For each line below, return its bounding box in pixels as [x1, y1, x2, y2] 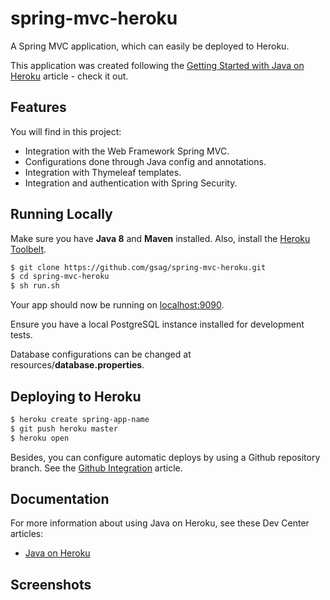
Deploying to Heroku [10, 388, 142, 405]
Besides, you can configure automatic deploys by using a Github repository [10, 451, 321, 463]
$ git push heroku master [10, 423, 118, 434]
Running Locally [10, 206, 113, 223]
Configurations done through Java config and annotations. [24, 155, 267, 167]
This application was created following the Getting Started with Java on [10, 59, 305, 71]
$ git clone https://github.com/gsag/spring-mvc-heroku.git [10, 262, 267, 272]
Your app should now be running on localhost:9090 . [10, 299, 225, 311]
